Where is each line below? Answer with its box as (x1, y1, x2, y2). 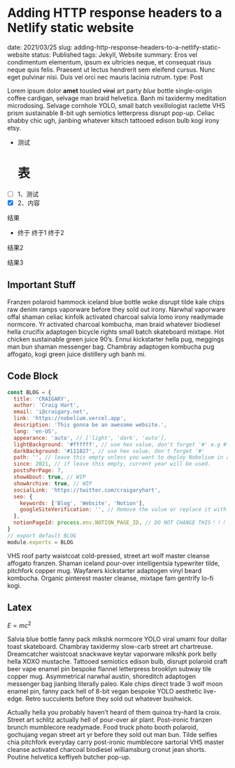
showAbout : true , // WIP (13, 473, 86, 480)
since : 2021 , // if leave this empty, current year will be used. (13, 461, 211, 468)
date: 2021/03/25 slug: (7, 43, 73, 51)
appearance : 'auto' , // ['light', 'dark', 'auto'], (13, 434, 168, 441)
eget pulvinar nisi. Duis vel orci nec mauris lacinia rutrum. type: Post (7, 72, 204, 81)
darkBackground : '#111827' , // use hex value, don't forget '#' (13, 447, 205, 454)
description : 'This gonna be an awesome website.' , (13, 422, 168, 429)
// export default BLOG (7, 532, 77, 539)
